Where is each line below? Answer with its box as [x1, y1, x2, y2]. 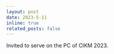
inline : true [6, 20, 39, 26]
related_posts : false [6, 25, 61, 32]
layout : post [6, 8, 39, 15]
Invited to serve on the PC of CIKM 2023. [6, 42, 109, 49]
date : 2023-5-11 [6, 14, 47, 20]
